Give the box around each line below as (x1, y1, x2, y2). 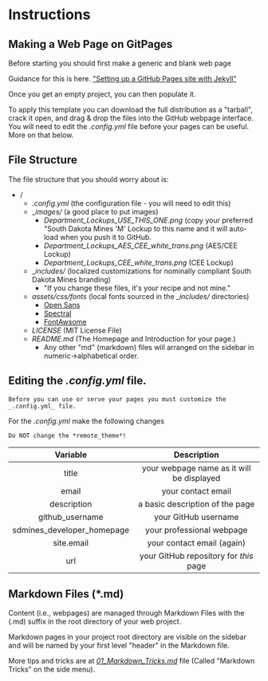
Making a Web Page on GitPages (8, 37, 173, 51)
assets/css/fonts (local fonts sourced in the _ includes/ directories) (31, 291, 250, 301)
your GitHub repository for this (139, 550, 254, 561)
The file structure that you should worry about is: (8, 174, 169, 184)
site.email (53, 537, 89, 548)
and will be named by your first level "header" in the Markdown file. (8, 640, 230, 651)
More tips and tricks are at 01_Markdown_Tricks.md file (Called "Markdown (8, 656, 255, 666)
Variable (54, 449, 88, 460)
